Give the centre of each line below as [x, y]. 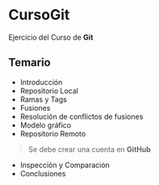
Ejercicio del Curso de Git [51, 37]
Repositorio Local [49, 90]
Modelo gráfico [45, 125]
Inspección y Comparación [65, 165]
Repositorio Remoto [53, 133]
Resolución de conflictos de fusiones [82, 116]
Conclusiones [43, 173]
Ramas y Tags [43, 99]
